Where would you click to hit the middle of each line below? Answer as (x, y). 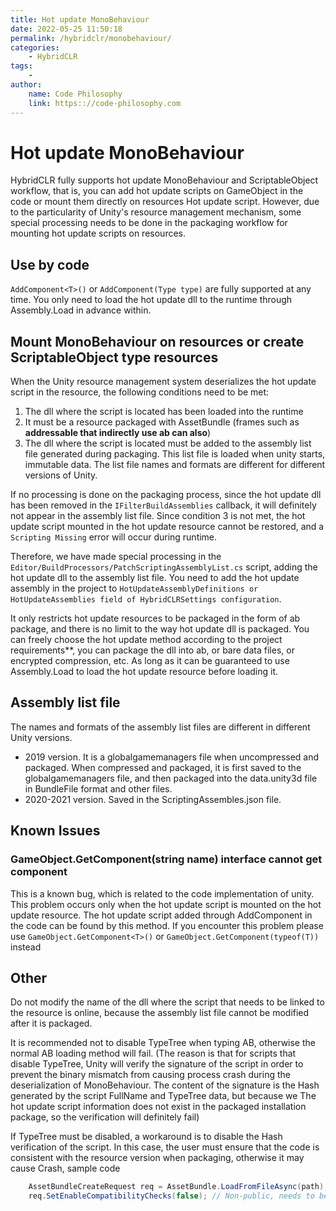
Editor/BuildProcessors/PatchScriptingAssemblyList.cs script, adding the (164, 567)
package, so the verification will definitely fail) (105, 1117)
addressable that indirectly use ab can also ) (118, 433)
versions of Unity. (61, 475)
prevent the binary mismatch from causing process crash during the (150, 1075)
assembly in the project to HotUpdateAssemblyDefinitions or (134, 588)
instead (26, 947)
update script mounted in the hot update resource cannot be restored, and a (167, 527)
